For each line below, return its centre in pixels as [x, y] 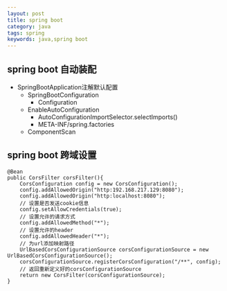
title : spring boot [35, 20]
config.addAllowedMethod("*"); [65, 222]
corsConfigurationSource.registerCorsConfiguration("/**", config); [120, 262]
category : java [29, 26]
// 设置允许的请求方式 [48, 217]
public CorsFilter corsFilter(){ [55, 177]
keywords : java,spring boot [48, 39]
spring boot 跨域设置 [52, 156]
